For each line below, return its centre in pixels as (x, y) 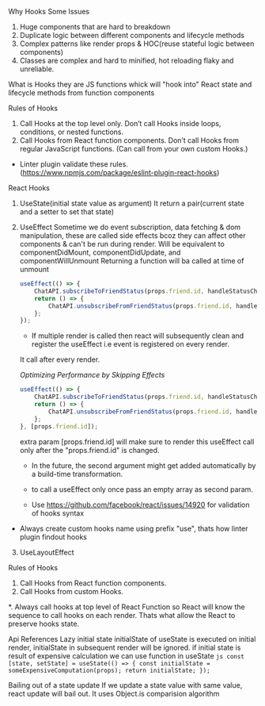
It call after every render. (60, 359)
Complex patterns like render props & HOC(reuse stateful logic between (137, 44)
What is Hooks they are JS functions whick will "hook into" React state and (130, 84)
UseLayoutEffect (47, 552)
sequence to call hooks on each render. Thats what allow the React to (122, 615)
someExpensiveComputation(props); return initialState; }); (110, 670)
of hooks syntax (58, 513)
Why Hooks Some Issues (49, 12)
